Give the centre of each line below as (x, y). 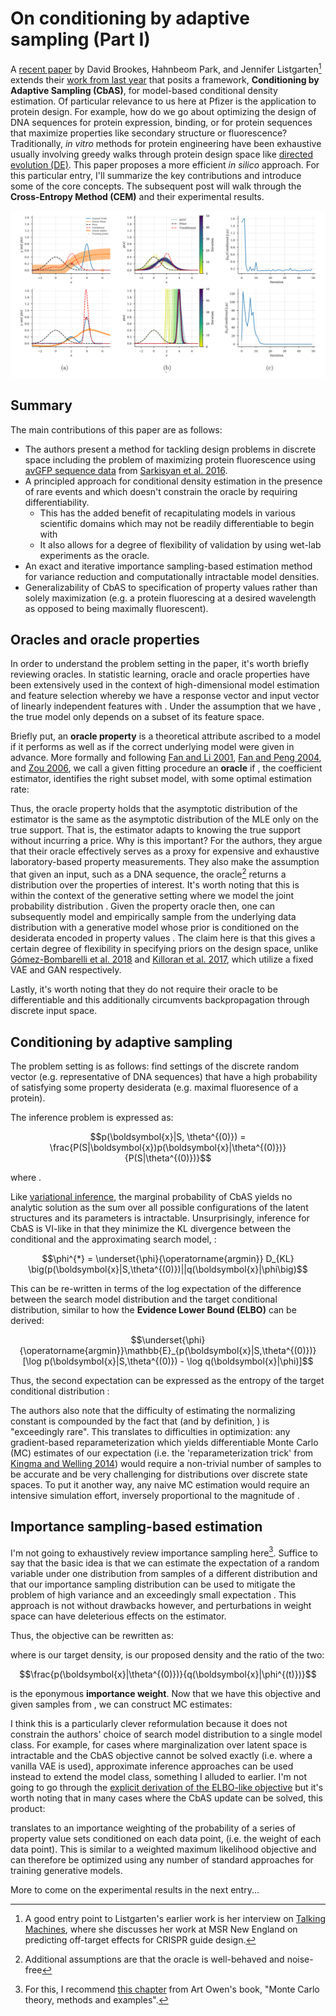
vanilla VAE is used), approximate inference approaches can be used (152, 1766)
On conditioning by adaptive (130, 18)
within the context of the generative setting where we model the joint (152, 896)
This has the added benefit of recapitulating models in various (167, 513)
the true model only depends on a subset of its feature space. (137, 717)
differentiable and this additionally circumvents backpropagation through (160, 1000)
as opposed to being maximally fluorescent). (116, 608)
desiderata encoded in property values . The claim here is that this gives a (163, 938)
